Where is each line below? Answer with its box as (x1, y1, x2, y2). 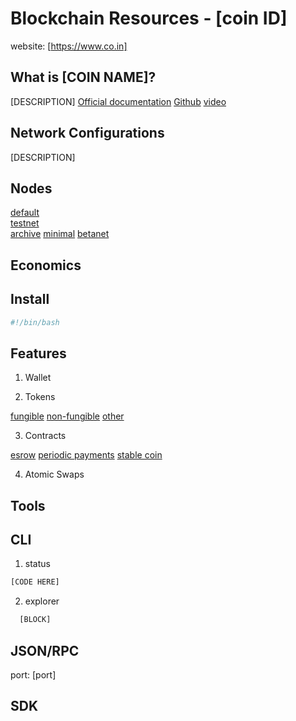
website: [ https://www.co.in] (10, 40, 128, 52)
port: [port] (10, 669, 57, 681)
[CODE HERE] (10, 577, 60, 587)
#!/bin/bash (10, 317, 60, 327)
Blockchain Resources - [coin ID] (10, 7, 288, 30)
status (24, 558, 51, 570)
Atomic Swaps (24, 468, 85, 481)
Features (10, 345, 67, 362)
